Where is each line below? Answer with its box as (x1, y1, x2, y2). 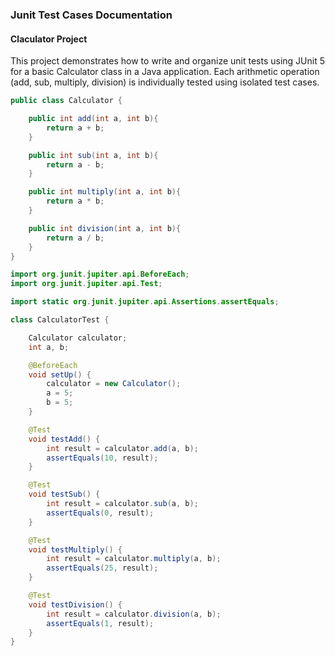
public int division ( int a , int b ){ (28, 223, 182, 233)
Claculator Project (10, 33, 88, 45)
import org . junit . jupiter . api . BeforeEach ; (10, 269, 190, 280)
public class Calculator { (10, 96, 123, 106)
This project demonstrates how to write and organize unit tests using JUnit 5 (10, 55, 325, 67)
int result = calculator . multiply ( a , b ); (46, 554, 222, 564)
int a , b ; (28, 342, 70, 352)
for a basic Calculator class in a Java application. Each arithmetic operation (10, 66, 320, 78)
